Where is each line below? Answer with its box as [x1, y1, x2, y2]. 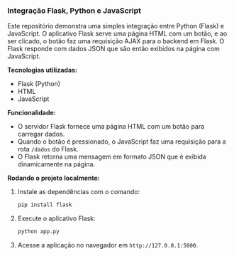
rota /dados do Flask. [17, 145, 79, 154]
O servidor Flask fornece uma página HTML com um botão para [17, 122, 205, 131]
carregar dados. [17, 130, 65, 139]
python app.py [17, 228, 60, 235]
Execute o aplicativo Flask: [17, 214, 96, 223]
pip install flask [17, 201, 72, 208]
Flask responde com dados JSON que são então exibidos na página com [7, 45, 220, 53]
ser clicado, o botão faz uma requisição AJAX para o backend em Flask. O [7, 37, 225, 46]
